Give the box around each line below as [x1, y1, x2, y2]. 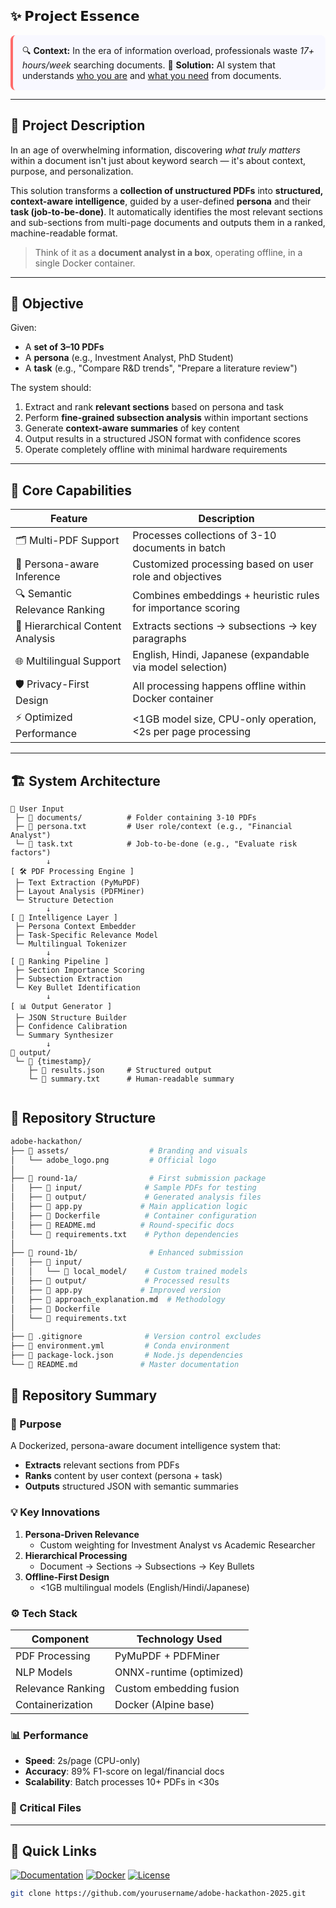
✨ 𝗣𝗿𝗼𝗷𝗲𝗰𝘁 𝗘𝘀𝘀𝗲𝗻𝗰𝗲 [10, 8, 140, 25]
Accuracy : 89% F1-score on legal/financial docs [24, 1765, 225, 1778]
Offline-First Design [24, 1570, 110, 1583]
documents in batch [132, 541, 227, 555]
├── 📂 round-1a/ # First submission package [10, 1174, 267, 1184]
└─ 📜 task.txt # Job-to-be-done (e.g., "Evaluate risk [14, 839, 298, 849]
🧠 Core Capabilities [10, 482, 133, 499]
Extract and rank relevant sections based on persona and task [24, 401, 284, 413]
